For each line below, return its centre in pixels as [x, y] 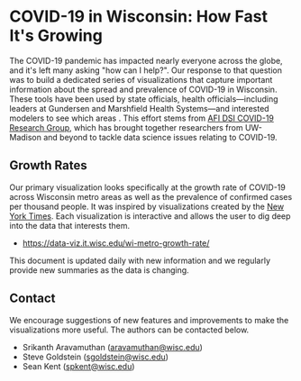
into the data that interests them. [70, 225]
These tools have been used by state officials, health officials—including [144, 99]
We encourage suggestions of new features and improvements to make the [149, 320]
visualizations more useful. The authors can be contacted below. [129, 330]
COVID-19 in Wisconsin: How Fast [139, 17]
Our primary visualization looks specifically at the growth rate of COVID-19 [147, 187]
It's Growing [56, 36]
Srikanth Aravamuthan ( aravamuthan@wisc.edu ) [112, 347]
